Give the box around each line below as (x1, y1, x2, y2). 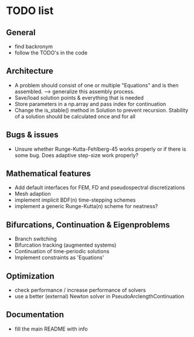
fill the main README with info (14, 325, 88, 332)
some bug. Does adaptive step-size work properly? (14, 151, 139, 159)
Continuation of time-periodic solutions (14, 248, 110, 255)
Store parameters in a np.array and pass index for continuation (14, 100, 166, 107)
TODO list (6, 4, 54, 18)
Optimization (6, 271, 55, 281)
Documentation (6, 309, 64, 320)
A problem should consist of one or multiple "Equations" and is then (14, 81, 179, 88)
